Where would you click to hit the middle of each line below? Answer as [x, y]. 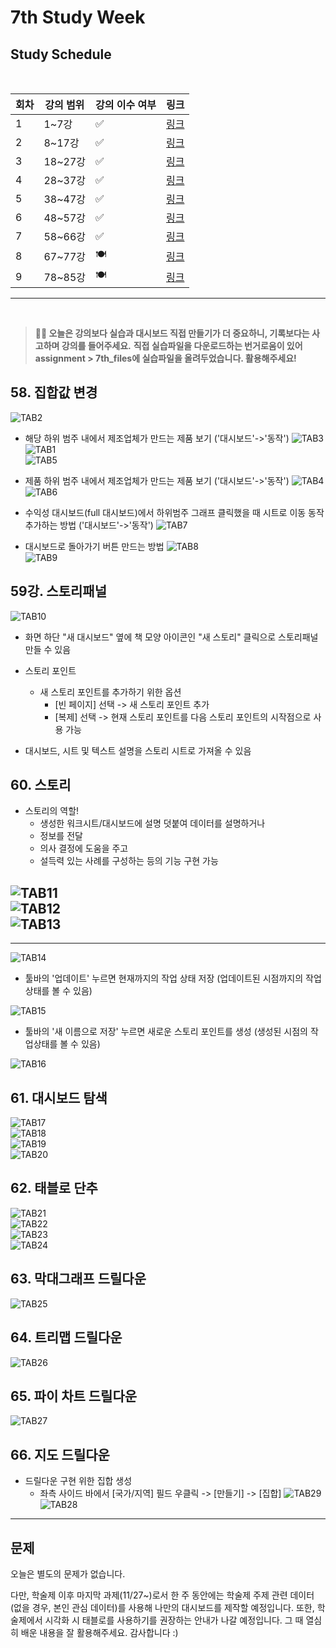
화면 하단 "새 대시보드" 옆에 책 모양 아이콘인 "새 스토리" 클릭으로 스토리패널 [171, 637]
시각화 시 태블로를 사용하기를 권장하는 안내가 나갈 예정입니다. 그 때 [174, 1620]
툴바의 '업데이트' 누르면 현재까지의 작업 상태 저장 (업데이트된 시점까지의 [164, 978]
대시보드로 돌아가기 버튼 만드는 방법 [94, 546]
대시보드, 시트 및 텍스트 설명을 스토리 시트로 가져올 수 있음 [138, 750]
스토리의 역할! [52, 811]
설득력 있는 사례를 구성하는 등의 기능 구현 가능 [129, 861]
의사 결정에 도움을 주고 [84, 848]
